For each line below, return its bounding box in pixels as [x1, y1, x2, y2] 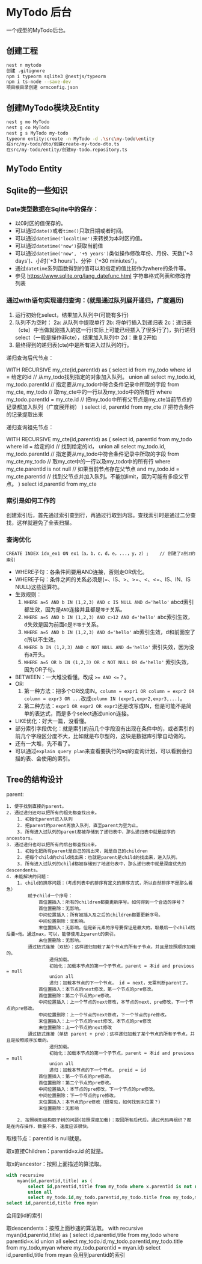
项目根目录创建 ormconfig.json [6, 85, 78, 91]
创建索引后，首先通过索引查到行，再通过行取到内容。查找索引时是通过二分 [6, 511, 191, 519]
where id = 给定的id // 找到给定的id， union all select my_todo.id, [6, 442, 166, 450]
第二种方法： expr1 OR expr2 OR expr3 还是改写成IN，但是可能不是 [23, 703, 186, 710]
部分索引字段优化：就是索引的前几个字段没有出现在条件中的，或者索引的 [14, 725, 194, 732]
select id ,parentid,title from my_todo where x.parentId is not [28, 1183, 192, 1189]
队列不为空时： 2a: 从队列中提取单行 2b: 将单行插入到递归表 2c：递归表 [14, 319, 192, 326]
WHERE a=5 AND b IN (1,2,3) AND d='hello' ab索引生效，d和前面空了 [23, 629, 195, 636]
